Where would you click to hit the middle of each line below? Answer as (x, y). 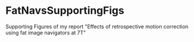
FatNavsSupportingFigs (65, 11)
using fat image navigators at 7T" (46, 32)
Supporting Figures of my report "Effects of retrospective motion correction (97, 26)
